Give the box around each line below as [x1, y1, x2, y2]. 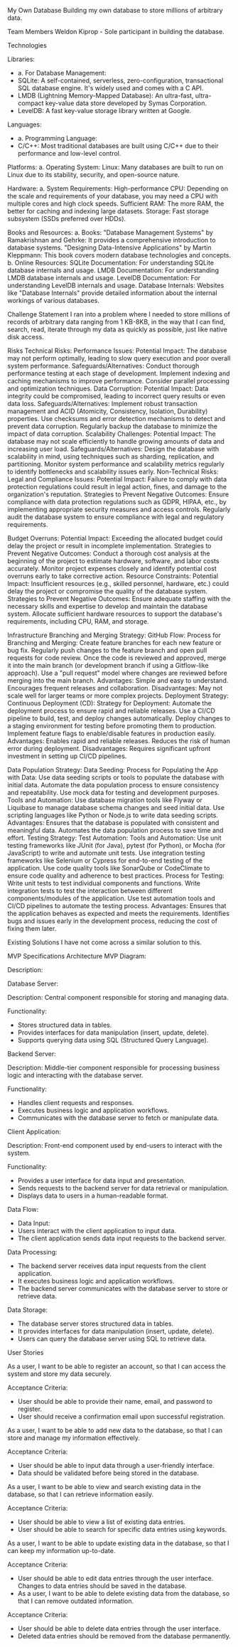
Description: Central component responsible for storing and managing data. [7, 993, 229, 1001]
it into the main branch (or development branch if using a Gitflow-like [7, 661, 209, 669]
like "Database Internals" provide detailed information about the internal [7, 289, 218, 297]
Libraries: [7, 55, 36, 63]
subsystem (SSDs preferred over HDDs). [7, 215, 126, 223]
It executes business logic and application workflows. [17, 1276, 175, 1285]
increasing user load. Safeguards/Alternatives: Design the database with [7, 444, 220, 453]
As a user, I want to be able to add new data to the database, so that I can [7, 1426, 223, 1434]
